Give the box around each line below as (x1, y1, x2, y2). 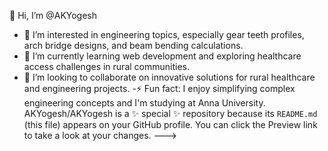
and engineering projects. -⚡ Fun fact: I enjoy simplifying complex (23, 83, 296, 94)
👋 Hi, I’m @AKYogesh (9, 10, 98, 21)
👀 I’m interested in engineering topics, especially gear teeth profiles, (23, 29, 305, 40)
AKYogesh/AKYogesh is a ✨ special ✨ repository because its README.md (23, 108, 318, 119)
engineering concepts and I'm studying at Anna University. (23, 97, 266, 109)
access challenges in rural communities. (23, 61, 190, 72)
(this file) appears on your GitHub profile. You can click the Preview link (23, 119, 318, 130)
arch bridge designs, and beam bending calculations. (23, 40, 244, 51)
